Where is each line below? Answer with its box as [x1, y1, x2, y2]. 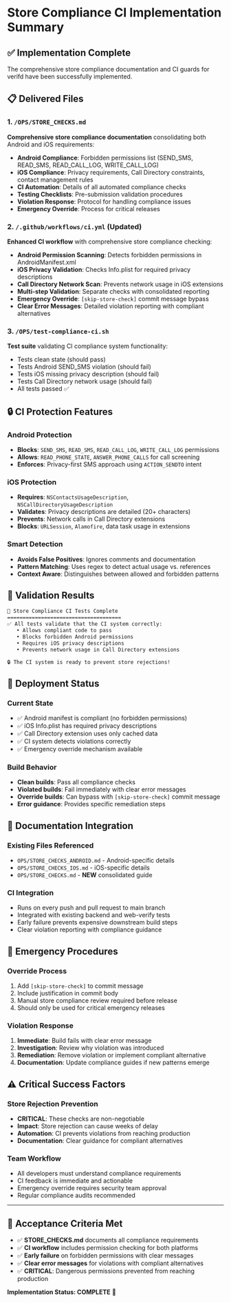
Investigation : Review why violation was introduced [16, 1044, 164, 1052]
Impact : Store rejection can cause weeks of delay [16, 1122, 158, 1130]
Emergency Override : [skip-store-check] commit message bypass [16, 294, 210, 303]
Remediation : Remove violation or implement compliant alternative [16, 1051, 206, 1059]
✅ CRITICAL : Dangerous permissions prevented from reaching [16, 1267, 195, 1275]
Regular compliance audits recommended [16, 1192, 136, 1200]
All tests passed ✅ [16, 385, 69, 393]
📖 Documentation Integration [7, 820, 134, 832]
